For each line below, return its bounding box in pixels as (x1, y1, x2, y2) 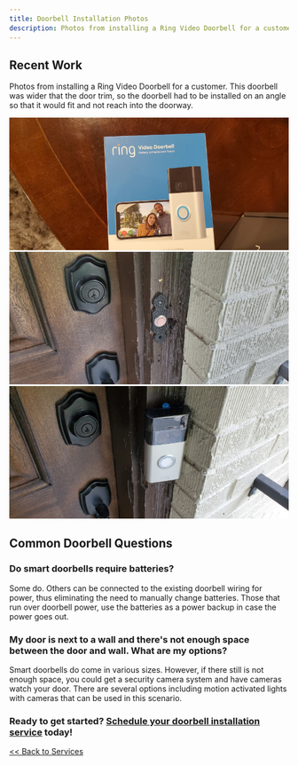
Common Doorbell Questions (9, 536, 173, 551)
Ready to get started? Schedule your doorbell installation (9, 714, 261, 727)
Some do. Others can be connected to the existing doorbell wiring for (9, 582, 263, 594)
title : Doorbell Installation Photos (9, 14, 149, 23)
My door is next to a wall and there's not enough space (9, 633, 250, 645)
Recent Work (9, 58, 82, 73)
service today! (9, 726, 74, 738)
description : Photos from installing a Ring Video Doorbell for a (9, 23, 260, 33)
